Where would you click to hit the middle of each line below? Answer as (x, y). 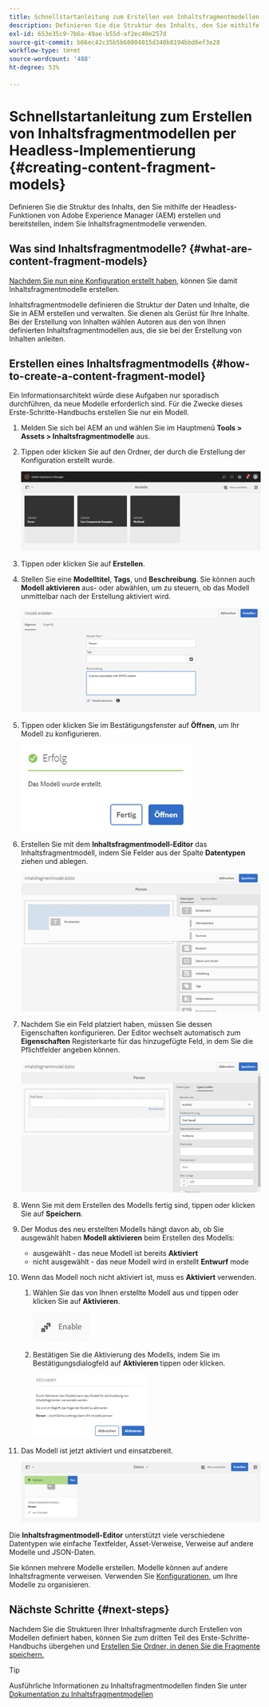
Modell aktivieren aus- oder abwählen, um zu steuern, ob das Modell (135, 588)
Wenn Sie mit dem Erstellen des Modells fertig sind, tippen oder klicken (138, 1205)
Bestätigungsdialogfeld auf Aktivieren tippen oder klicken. (129, 1363)
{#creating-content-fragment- (113, 167)
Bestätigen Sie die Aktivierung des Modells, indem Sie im (126, 1355)
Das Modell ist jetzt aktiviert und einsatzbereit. (97, 1451)
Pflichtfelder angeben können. (70, 1049)
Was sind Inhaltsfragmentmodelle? (98, 249)
